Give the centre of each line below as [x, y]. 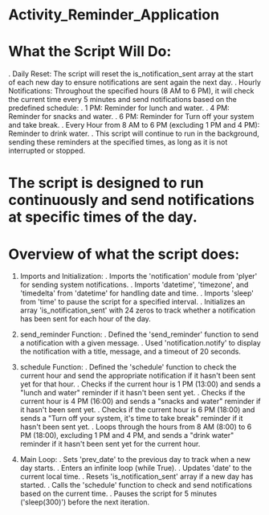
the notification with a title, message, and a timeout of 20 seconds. [130, 352]
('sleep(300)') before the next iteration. [85, 502]
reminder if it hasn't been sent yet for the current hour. [110, 444]
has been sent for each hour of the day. [85, 319]
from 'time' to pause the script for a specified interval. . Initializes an [132, 302]
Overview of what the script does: [124, 254]
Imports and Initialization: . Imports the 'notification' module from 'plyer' [139, 276]
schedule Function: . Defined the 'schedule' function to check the [128, 367]
